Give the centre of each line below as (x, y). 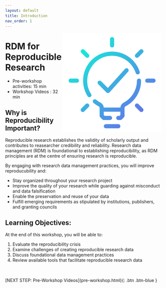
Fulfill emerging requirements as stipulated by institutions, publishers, (83, 202)
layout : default (22, 10)
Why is (16, 113)
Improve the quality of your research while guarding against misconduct (86, 186)
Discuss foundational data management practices (63, 255)
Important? (23, 128)
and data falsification (34, 191)
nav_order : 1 (19, 21)
